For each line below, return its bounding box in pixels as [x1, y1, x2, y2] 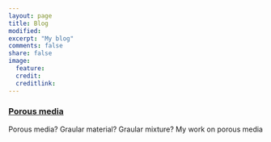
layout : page [8, 11, 53, 20]
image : [8, 57, 31, 65]
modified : [8, 27, 42, 35]
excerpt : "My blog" [8, 34, 74, 43]
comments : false [8, 42, 63, 50]
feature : [15, 65, 45, 73]
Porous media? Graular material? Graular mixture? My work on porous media [8, 124, 263, 134]
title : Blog [8, 19, 49, 27]
